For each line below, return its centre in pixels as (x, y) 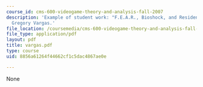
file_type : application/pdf (42, 34)
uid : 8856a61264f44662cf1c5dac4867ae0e (56, 56)
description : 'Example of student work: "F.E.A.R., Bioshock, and (92, 17)
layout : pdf (21, 40)
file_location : (25, 28)
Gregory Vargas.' (34, 23)
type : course (23, 51)
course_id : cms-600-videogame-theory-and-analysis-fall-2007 (85, 12)
